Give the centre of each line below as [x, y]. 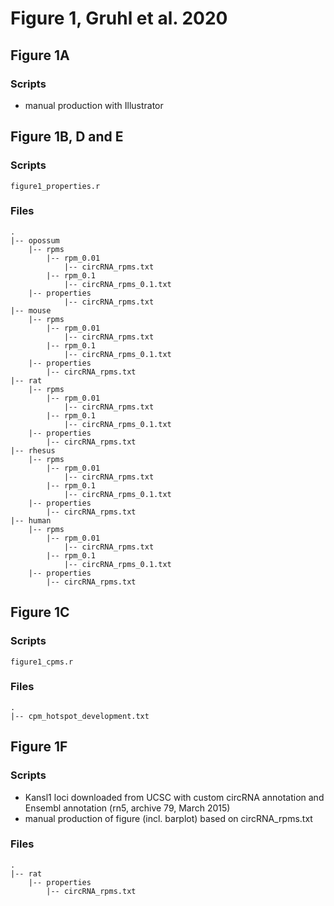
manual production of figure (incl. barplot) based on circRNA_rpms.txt [168, 818]
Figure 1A [40, 55]
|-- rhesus [33, 450]
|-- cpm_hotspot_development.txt [80, 716]
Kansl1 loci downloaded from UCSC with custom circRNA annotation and [174, 797]
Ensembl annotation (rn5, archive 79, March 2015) [127, 808]
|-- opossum [35, 240]
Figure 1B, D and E [67, 137]
